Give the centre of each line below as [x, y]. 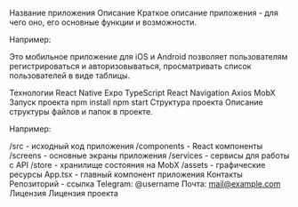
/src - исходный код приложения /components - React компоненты [136, 146]
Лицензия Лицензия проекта [64, 193]
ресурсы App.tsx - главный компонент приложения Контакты [126, 174]
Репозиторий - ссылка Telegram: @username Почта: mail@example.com [145, 184]
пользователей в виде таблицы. [70, 76]
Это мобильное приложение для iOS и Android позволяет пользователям [149, 56]
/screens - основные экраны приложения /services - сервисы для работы [149, 155]
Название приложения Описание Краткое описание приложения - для [144, 13]
